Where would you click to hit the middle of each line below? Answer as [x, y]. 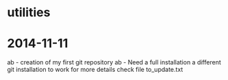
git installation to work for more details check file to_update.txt [95, 70]
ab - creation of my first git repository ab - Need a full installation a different [114, 62]
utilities [29, 13]
